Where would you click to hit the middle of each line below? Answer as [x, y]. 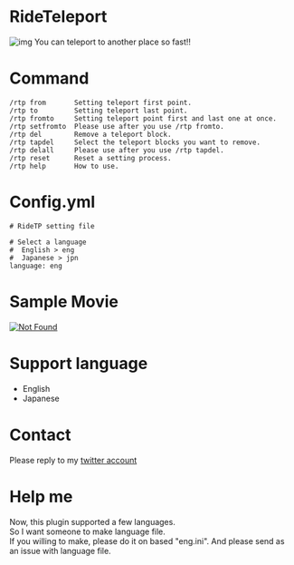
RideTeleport [58, 17]
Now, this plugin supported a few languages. [93, 521]
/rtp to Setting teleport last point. [99, 111]
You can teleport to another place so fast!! [113, 42]
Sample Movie [64, 302]
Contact [40, 435]
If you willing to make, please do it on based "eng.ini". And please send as [147, 541]
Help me [41, 497]
